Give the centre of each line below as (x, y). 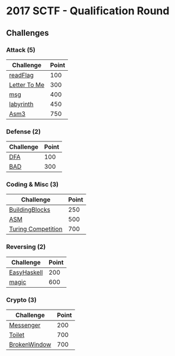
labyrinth (21, 104)
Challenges (27, 33)
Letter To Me (27, 84)
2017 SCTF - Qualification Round (88, 11)
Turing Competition (36, 229)
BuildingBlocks (30, 210)
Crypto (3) (21, 300)
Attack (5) (21, 50)
